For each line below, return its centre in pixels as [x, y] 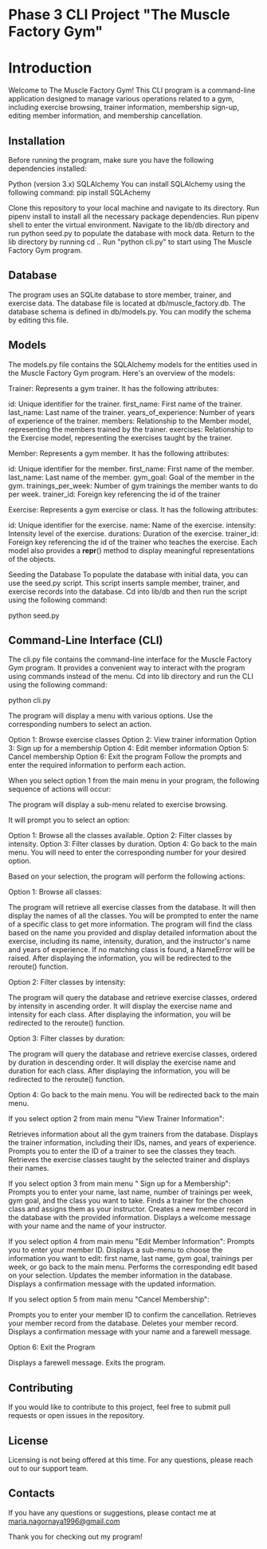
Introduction [50, 68]
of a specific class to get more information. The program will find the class [130, 924]
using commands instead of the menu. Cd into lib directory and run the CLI [131, 677]
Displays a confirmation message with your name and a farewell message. [130, 1332]
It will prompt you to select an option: [69, 820]
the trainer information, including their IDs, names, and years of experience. [132, 1143]
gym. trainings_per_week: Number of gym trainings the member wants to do [133, 485]
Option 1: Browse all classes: [55, 892]
